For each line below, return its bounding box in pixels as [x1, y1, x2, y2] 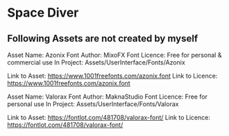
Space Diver [7, 5, 79, 21]
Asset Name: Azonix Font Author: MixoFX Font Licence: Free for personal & [7, 51, 222, 59]
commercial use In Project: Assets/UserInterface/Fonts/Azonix [7, 58, 185, 67]
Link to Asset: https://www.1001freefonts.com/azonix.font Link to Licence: [7, 71, 218, 80]
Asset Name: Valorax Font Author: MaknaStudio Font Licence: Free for [7, 92, 208, 101]
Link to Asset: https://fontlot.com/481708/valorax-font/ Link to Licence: [7, 113, 210, 121]
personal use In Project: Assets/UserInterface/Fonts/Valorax [7, 100, 179, 108]
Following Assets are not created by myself [7, 33, 198, 44]
